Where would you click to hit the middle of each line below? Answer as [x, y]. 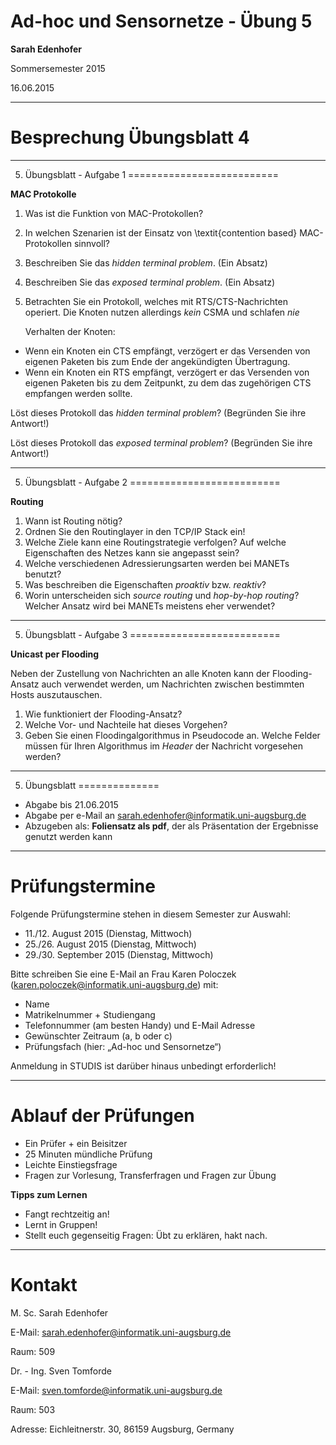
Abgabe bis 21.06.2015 [71, 804]
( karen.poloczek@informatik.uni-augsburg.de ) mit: [114, 984]
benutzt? [43, 574]
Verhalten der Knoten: [70, 331]
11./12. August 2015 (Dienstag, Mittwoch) [108, 933]
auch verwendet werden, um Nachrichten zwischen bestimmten [173, 684]
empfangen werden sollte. [78, 393]
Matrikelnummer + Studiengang [90, 1014]
